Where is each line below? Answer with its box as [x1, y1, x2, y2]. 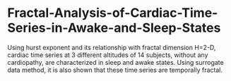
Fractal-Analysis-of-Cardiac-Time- [7, 5, 218, 21]
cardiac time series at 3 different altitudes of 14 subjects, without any [7, 51, 208, 59]
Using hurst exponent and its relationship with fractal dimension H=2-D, [7, 43, 216, 51]
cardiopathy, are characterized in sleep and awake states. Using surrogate [7, 58, 224, 66]
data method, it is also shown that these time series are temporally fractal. [7, 66, 223, 74]
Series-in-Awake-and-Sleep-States [7, 20, 221, 36]
